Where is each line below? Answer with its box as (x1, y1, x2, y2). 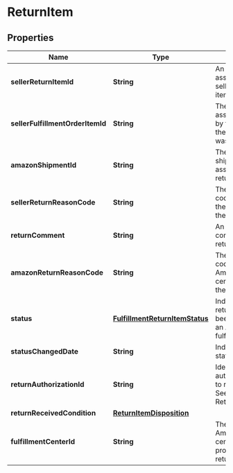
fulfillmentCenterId (10, 437, 76, 446)
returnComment (10, 230, 65, 240)
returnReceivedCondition (10, 409, 96, 418)
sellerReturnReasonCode (10, 198, 96, 207)
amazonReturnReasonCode (10, 268, 104, 277)
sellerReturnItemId (10, 77, 74, 87)
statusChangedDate (10, 347, 78, 356)
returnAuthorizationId (10, 379, 85, 389)
